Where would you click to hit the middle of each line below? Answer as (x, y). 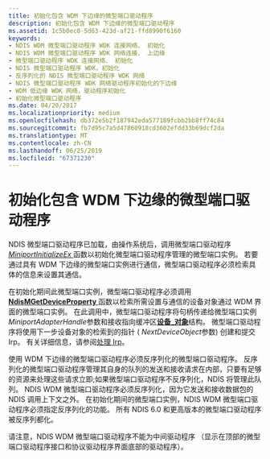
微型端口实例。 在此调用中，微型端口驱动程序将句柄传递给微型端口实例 (139, 312)
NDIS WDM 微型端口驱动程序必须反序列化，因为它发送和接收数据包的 (139, 389)
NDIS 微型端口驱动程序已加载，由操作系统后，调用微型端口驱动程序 (120, 244)
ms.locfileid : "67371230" (51, 158)
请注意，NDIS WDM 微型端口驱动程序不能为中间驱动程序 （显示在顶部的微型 (135, 436)
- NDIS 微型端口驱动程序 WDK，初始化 (64, 68)
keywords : (25, 38)
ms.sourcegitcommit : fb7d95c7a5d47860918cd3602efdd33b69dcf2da (117, 128)
